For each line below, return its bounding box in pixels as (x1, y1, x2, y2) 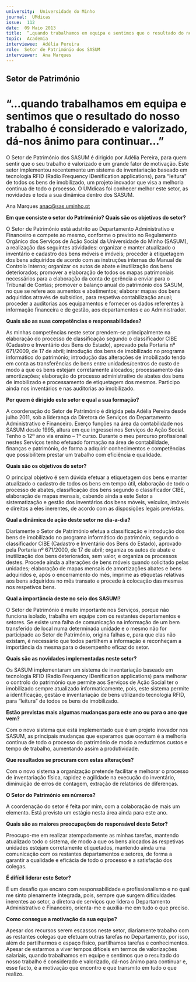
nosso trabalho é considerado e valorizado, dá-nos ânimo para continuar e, (6, 958, 188, 965)
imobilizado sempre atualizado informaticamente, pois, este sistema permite (6, 685, 190, 692)
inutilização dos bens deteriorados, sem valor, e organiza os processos (6, 552, 177, 559)
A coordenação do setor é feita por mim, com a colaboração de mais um (6, 803, 180, 810)
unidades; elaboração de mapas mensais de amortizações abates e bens (6, 564, 182, 572)
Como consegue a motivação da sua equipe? (6, 915, 118, 922)
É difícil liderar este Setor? (6, 874, 71, 881)
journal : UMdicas (6, 14, 51, 20)
